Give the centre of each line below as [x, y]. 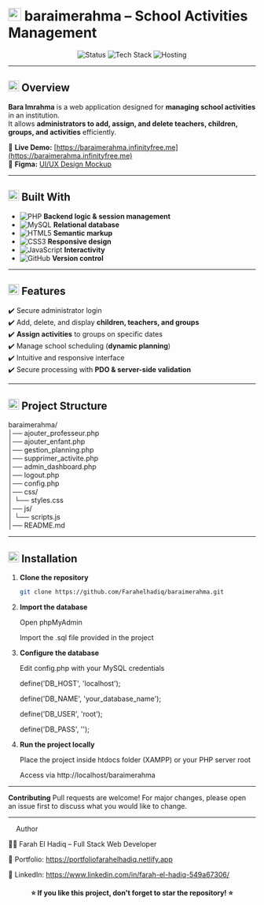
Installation [49, 559]
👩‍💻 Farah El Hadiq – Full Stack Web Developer [82, 844]
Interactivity [84, 250]
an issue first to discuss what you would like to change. [97, 806]
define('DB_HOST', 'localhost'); [70, 683]
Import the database [53, 607]
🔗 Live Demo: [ [33, 147]
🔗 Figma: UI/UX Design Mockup [60, 164]
